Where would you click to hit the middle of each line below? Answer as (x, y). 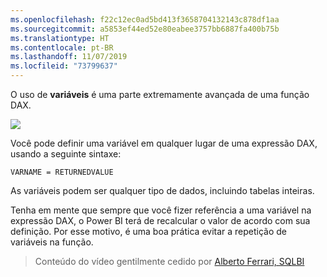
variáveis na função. (52, 242)
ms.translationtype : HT (60, 38)
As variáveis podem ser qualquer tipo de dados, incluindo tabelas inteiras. (162, 190)
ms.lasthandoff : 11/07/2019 (69, 57)
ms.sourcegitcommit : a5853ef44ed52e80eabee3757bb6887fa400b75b (145, 29)
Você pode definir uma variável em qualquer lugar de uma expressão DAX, (164, 143)
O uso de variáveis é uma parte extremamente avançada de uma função (160, 94)
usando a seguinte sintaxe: (66, 154)
